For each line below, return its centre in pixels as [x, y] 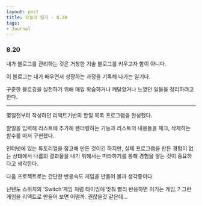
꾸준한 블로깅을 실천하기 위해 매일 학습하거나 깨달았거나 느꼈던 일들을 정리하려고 [100, 89]
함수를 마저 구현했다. [30, 136]
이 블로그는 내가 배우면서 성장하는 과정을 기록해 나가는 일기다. [78, 76]
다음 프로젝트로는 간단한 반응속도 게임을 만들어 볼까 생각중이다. [80, 176]
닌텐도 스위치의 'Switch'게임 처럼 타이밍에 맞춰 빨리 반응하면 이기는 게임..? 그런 [99, 189]
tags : [13, 23]
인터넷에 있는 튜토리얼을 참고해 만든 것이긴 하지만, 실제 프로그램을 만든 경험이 [97, 148]
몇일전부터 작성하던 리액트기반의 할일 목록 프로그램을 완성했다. [79, 115]
